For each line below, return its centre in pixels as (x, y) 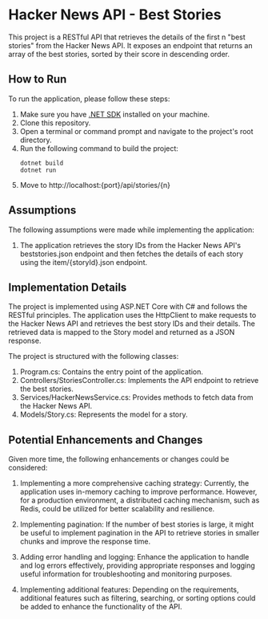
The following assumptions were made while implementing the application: (131, 230)
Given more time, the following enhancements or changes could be (119, 459)
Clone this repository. (55, 123)
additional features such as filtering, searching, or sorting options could (138, 598)
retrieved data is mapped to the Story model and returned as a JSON (122, 332)
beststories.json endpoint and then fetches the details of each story (132, 254)
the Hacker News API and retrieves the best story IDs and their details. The (132, 324)
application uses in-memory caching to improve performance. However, (138, 492)
